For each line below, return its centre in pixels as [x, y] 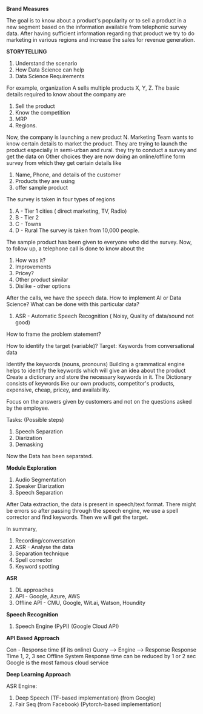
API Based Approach [33, 638]
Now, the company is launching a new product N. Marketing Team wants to [100, 137]
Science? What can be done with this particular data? [73, 304]
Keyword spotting [37, 566]
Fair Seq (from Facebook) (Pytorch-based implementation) [88, 704]
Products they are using [45, 181]
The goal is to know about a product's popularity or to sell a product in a [96, 20]
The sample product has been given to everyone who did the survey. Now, [99, 242]
